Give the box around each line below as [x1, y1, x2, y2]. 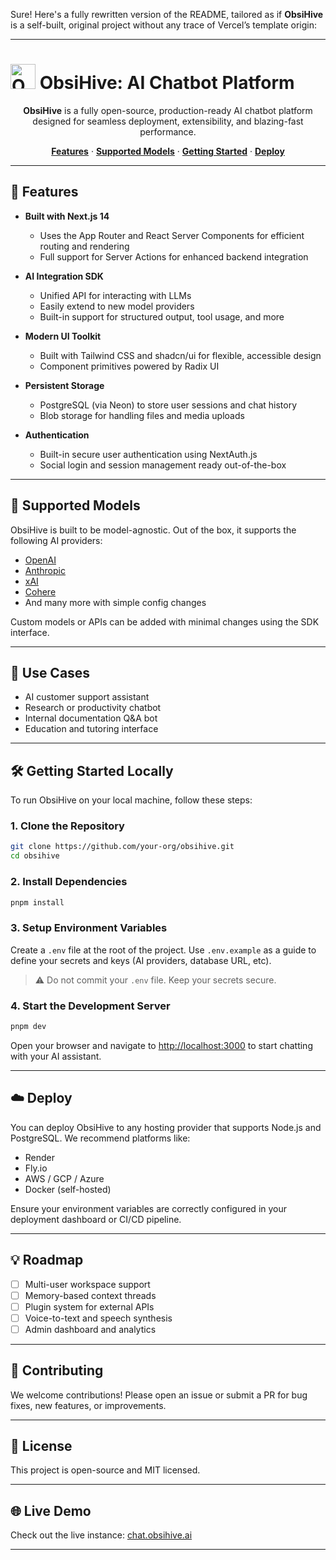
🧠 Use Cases [10, 664, 91, 681]
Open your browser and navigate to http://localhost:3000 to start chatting [10, 1039, 313, 1051]
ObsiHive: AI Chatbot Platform [39, 72, 295, 94]
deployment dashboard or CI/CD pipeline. [10, 1213, 182, 1225]
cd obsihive [10, 851, 60, 861]
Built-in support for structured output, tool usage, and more [39, 310, 285, 323]
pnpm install [10, 897, 65, 908]
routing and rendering [39, 240, 130, 252]
